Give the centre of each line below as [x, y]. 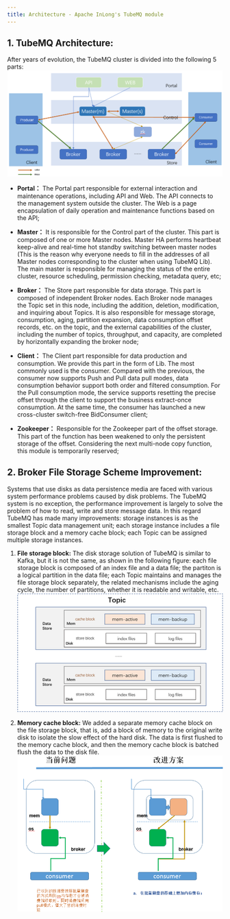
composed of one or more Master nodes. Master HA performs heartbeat [119, 240]
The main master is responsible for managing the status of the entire [114, 269]
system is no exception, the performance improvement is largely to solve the [115, 503]
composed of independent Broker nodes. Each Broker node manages [115, 298]
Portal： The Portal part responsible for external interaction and [107, 188]
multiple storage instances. [45, 540]
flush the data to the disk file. [58, 752]
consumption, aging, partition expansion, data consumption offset [110, 320]
